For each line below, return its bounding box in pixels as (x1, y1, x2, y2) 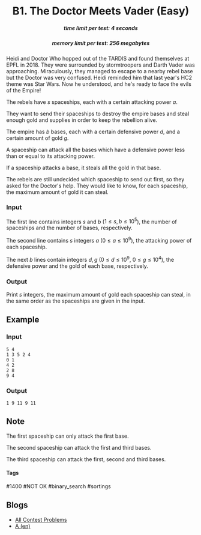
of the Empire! (6, 86, 41, 94)
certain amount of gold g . (6, 134, 69, 142)
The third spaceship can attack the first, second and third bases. (6, 455, 166, 463)
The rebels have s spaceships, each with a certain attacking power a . (6, 98, 178, 106)
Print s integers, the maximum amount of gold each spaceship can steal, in (6, 291, 191, 298)
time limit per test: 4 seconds (64, 24, 138, 31)
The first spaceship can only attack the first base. (6, 432, 129, 440)
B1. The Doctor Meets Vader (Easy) (12, 4, 190, 18)
